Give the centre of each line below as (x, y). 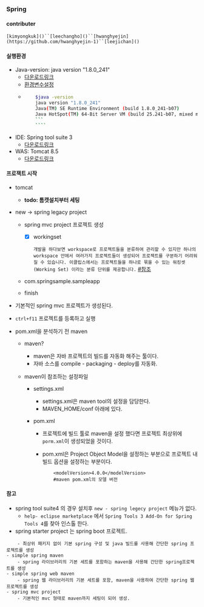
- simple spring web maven (40, 574)
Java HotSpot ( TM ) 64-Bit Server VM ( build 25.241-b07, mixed (114, 114)
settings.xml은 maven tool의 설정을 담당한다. (96, 401)
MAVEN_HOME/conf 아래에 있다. (82, 408)
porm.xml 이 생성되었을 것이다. (78, 441)
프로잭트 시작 (22, 173)
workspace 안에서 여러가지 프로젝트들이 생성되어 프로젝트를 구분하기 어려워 (115, 256)
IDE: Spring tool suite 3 (44, 137)
